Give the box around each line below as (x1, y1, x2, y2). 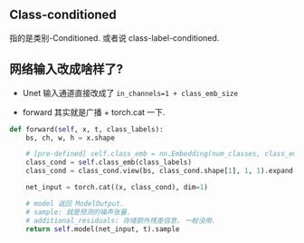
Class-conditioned (9, 7, 118, 23)
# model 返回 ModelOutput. (25, 199, 125, 208)
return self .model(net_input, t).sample (25, 224, 180, 234)
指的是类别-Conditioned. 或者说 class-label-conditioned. (9, 32, 220, 44)
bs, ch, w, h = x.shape (25, 133, 116, 142)
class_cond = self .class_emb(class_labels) (25, 158, 193, 167)
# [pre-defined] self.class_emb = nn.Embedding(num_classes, (25, 150, 261, 159)
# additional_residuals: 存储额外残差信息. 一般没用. (25, 216, 216, 225)
